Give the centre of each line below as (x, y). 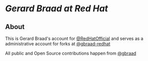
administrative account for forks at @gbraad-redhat (58, 44)
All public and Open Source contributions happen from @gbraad (71, 53)
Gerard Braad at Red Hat (57, 9)
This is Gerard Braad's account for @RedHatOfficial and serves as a (74, 38)
